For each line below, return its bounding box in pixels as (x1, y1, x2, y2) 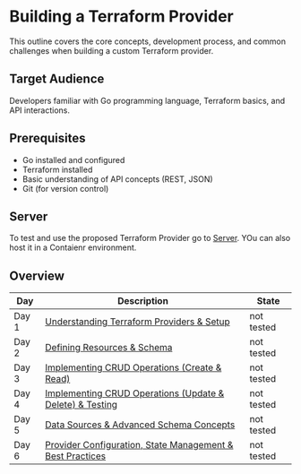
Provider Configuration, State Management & (44, 439, 234, 452)
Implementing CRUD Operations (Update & (44, 387, 225, 400)
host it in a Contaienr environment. (9, 242, 137, 253)
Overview (9, 268, 65, 283)
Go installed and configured (21, 154, 125, 165)
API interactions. (9, 105, 70, 116)
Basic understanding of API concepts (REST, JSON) (21, 173, 213, 185)
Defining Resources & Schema (44, 341, 173, 354)
